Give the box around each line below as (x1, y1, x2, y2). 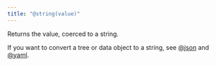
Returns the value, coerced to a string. (7, 29, 119, 38)
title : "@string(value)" (7, 10, 80, 18)
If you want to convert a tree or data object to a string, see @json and (7, 43, 210, 51)
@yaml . (7, 51, 30, 59)
